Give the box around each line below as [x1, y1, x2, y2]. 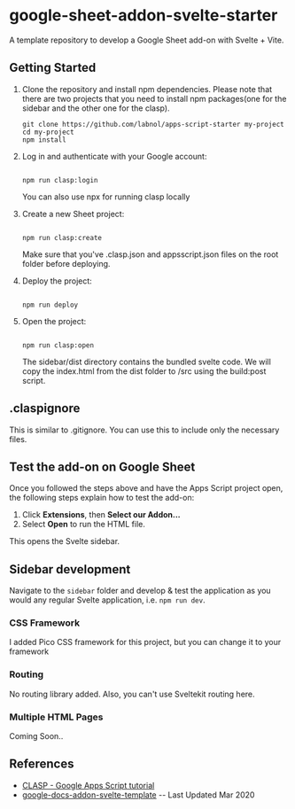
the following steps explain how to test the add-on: [9, 493, 195, 503]
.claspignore [9, 401, 81, 416]
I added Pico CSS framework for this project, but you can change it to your [9, 637, 282, 648]
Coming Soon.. [9, 731, 64, 742]
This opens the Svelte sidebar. [9, 536, 120, 547]
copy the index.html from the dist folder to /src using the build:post [21, 365, 267, 377]
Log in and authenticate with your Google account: [21, 151, 207, 161]
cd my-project [21, 128, 74, 136]
